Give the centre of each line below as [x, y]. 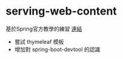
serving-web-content [62, 11]
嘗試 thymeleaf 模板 [39, 41]
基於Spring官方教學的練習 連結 [44, 29]
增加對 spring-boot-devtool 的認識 [57, 49]
